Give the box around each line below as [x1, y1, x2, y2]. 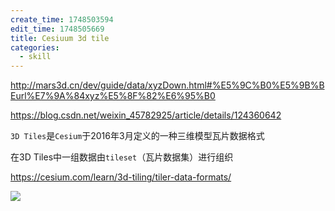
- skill [19, 52, 52, 62]
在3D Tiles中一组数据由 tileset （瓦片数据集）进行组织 [10, 151, 234, 163]
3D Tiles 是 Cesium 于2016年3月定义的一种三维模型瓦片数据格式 [10, 130, 265, 142]
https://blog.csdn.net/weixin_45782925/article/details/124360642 [10, 109, 282, 121]
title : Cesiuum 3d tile [10, 33, 110, 43]
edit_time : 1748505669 [10, 24, 105, 34]
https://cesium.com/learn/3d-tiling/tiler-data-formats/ [10, 171, 232, 183]
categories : [10, 42, 60, 53]
